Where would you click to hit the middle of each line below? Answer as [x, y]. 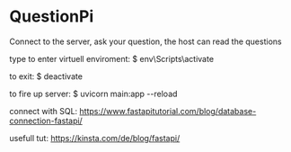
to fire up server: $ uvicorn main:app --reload [93, 94]
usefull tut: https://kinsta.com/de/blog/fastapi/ [95, 138]
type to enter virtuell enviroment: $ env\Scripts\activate [111, 58]
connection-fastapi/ [46, 121]
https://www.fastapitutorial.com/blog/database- [168, 111]
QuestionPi [52, 17]
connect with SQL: [44, 111]
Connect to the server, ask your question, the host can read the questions [145, 41]
